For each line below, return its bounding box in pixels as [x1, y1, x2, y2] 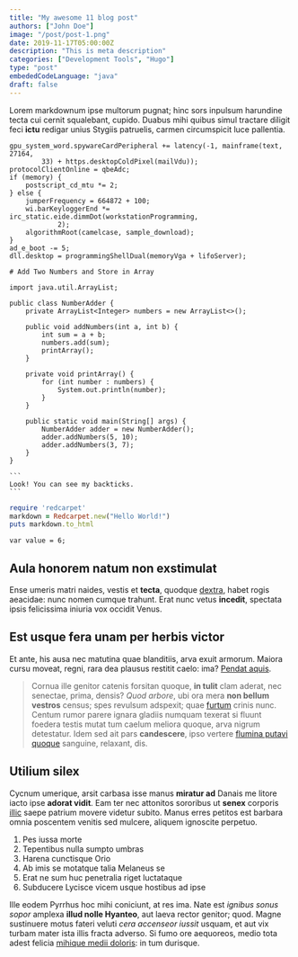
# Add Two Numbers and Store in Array [9, 267, 154, 276]
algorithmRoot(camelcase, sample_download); [25, 228, 195, 237]
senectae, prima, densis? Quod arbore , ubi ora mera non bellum [31, 690, 269, 701]
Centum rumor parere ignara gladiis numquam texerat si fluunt [31, 709, 262, 720]
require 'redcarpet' [9, 503, 87, 513]
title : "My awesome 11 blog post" [9, 13, 139, 22]
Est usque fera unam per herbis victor [9, 630, 225, 645]
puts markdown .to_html [9, 520, 94, 529]
